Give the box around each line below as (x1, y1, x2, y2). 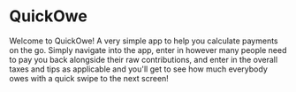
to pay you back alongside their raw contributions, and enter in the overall (9, 54, 278, 65)
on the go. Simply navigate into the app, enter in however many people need (9, 44, 287, 55)
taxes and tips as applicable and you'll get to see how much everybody (9, 64, 268, 74)
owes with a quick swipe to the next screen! (9, 73, 170, 83)
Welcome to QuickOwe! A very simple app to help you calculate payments (9, 35, 278, 46)
